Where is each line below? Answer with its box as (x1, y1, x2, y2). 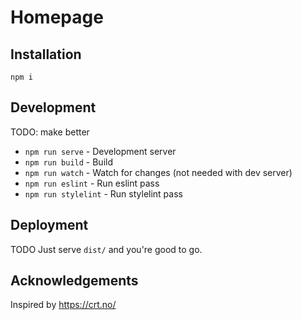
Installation (10, 46, 82, 63)
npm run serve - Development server (24, 145, 177, 157)
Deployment (10, 217, 89, 234)
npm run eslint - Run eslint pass (24, 177, 160, 189)
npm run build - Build (24, 156, 113, 168)
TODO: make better (10, 126, 90, 138)
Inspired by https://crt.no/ (10, 299, 117, 311)
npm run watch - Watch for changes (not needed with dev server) (24, 166, 293, 178)
